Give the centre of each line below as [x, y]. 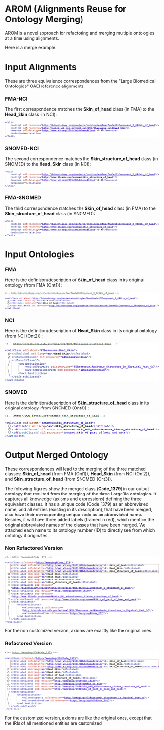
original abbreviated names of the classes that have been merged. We [75, 525]
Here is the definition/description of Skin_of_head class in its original [74, 280]
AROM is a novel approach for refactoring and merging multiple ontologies [80, 33]
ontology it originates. [27, 535]
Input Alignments [41, 67]
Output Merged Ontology [57, 455]
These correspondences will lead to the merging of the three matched [75, 469]
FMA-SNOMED [23, 197]
